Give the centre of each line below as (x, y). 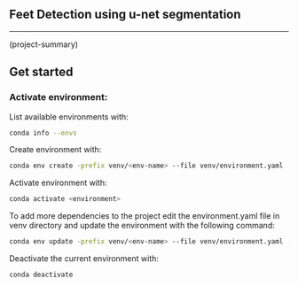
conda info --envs (43, 133)
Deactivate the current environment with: (84, 259)
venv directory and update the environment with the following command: (142, 226)
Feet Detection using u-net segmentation (125, 15)
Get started (41, 72)
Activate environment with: (58, 183)
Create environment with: (55, 150)
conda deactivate (41, 274)
